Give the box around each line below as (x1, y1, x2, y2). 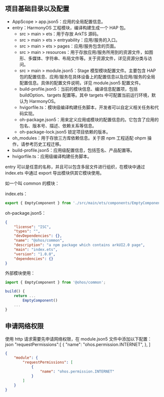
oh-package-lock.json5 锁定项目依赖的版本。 (19, 129, 111, 135)
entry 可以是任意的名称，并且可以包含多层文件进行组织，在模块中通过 (5, 164, 145, 170)
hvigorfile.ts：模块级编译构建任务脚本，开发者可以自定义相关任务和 (19, 104, 155, 110)
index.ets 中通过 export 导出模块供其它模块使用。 (5, 170, 104, 175)
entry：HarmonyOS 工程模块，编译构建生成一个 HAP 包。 (12, 25, 128, 30)
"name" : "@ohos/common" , (14, 238, 64, 243)
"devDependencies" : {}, (14, 233, 62, 239)
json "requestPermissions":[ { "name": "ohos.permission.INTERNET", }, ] (5, 341, 151, 347)
